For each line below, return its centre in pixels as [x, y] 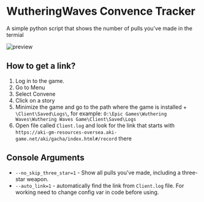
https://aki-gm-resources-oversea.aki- [66, 132]
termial [15, 34]
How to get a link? [41, 66]
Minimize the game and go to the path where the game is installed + [101, 107]
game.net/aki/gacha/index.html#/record [66, 139]
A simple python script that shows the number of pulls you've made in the [100, 28]
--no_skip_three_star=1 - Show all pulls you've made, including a [98, 173]
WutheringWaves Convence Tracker [101, 11]
